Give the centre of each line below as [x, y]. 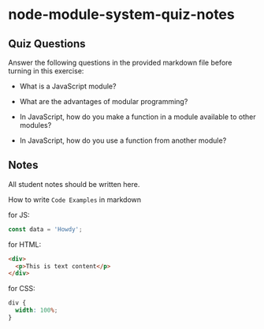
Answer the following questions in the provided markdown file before [120, 62]
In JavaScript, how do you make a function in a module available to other [138, 117]
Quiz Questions [47, 44]
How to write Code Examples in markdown [75, 200]
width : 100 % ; [37, 310]
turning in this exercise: [46, 71]
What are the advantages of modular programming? [104, 101]
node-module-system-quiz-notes [121, 15]
